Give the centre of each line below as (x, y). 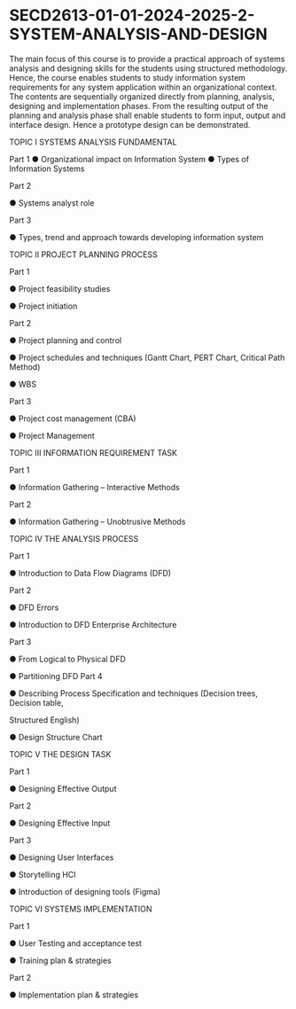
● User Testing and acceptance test (75, 943)
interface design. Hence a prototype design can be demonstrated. (130, 124)
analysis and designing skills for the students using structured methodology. (148, 68)
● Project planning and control (66, 340)
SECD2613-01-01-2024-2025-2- (132, 16)
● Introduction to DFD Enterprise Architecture (93, 624)
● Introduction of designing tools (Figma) (85, 891)
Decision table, (36, 702)
